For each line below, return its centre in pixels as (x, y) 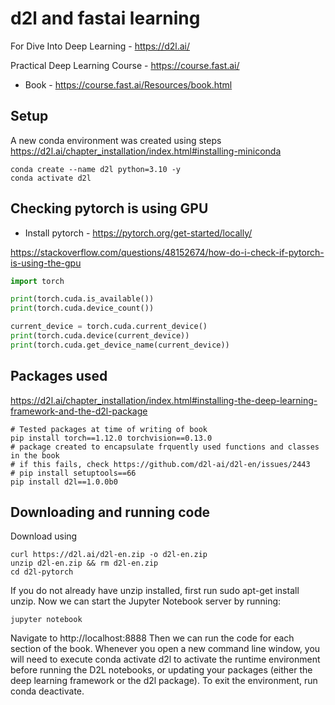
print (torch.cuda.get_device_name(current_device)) (120, 345)
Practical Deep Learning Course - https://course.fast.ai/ (125, 65)
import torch (37, 281)
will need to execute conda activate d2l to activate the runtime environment (165, 659)
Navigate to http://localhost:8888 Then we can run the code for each (152, 638)
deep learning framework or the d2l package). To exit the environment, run (164, 681)
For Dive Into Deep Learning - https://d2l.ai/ (100, 46)
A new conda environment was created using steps (116, 140)
